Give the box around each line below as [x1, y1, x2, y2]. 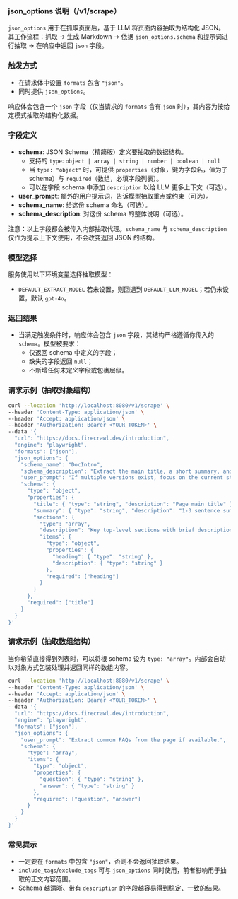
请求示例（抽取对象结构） [8, 385, 95, 395]
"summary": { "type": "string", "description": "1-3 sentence [33, 507, 220, 514]
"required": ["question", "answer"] [33, 795, 141, 803]
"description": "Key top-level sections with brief [39, 527, 195, 534]
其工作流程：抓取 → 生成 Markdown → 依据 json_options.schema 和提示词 [8, 33, 222, 41]
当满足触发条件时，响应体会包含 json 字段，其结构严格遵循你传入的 [18, 331, 215, 339]
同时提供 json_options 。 [18, 87, 90, 95]
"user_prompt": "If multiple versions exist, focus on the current [20, 474, 223, 481]
